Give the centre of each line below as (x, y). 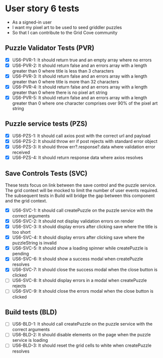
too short (21, 232)
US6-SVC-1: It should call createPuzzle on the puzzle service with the (82, 210)
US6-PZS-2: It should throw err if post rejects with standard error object (85, 141)
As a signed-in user (32, 22)
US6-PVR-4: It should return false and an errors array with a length (80, 87)
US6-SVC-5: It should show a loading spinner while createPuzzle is (80, 248)
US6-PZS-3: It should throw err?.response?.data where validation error (84, 147)
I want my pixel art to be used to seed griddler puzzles (67, 27)
